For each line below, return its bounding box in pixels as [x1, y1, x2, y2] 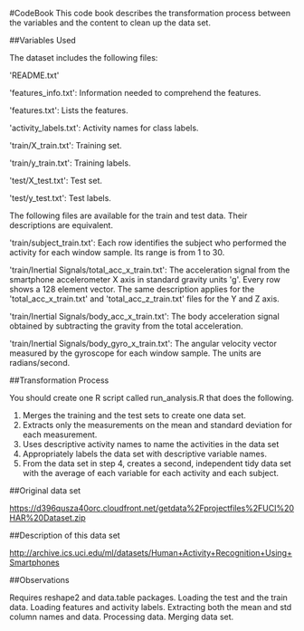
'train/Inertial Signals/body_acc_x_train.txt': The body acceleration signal [9, 311, 280, 321]
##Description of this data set [9, 530, 120, 540]
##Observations [9, 575, 70, 585]
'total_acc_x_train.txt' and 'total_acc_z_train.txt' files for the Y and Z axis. [9, 293, 280, 304]
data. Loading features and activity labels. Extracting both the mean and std [9, 602, 292, 612]
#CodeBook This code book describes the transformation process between [9, 8, 291, 18]
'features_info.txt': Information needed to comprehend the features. [9, 88, 261, 98]
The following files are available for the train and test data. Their [9, 210, 248, 221]
